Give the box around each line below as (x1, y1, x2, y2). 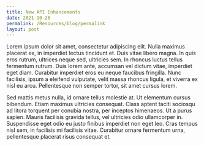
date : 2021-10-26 (6, 15, 51, 21)
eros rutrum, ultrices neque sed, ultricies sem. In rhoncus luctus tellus (6, 56, 183, 63)
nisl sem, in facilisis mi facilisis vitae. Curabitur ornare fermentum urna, (6, 126, 186, 134)
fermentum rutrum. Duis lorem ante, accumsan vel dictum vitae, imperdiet (6, 63, 193, 70)
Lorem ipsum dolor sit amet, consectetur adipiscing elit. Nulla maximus (6, 43, 185, 50)
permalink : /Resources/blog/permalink (6, 20, 105, 26)
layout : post (6, 26, 40, 33)
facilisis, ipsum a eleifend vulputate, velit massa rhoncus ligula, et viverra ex (6, 75, 198, 83)
